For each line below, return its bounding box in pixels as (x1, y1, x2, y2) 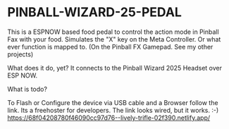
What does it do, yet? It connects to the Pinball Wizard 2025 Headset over (7, 63, 222, 72)
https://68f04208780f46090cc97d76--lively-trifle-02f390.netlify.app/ (7, 113, 211, 122)
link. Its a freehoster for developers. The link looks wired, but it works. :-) (7, 106, 219, 114)
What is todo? (7, 85, 48, 93)
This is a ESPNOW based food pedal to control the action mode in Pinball (7, 27, 220, 36)
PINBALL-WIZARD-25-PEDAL (7, 4, 182, 20)
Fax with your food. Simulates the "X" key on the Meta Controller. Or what (7, 35, 221, 43)
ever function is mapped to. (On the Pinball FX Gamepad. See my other (7, 42, 213, 51)
